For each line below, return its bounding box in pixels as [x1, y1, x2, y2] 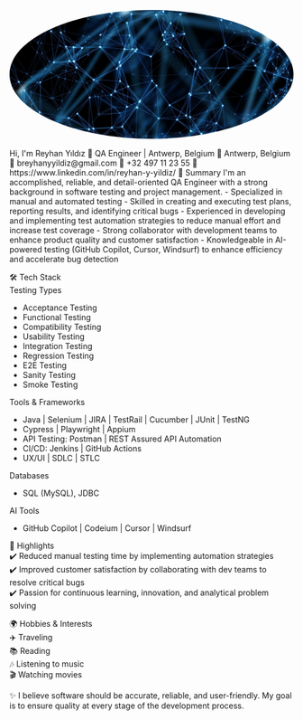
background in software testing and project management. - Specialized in [9, 186, 283, 197]
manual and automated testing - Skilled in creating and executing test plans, [9, 196, 291, 207]
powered [9, 244, 42, 255]
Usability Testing [22, 331, 86, 342]
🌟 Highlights [9, 540, 55, 552]
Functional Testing [22, 312, 92, 323]
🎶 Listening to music [9, 658, 85, 669]
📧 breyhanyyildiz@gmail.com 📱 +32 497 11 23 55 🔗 [9, 157, 198, 168]
